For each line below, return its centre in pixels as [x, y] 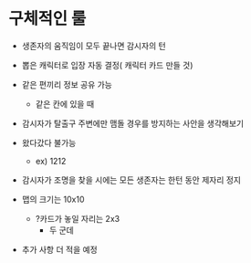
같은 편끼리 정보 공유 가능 [67, 84]
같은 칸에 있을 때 [65, 104]
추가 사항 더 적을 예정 [59, 249]
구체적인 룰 [47, 19]
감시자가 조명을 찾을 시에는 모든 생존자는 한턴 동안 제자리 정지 [131, 180]
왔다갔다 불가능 [49, 142]
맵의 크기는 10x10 [53, 199]
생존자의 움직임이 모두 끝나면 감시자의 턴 [94, 46]
